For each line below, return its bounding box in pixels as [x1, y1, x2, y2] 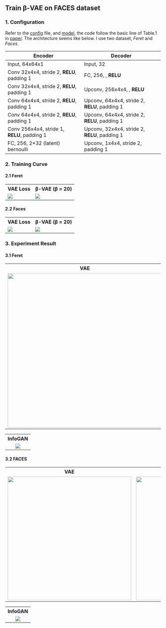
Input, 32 [83, 60, 105, 67]
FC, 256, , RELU [83, 72, 121, 79]
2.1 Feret [5, 173, 23, 179]
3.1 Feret [5, 252, 23, 258]
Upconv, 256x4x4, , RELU [83, 86, 145, 93]
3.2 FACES [5, 456, 27, 461]
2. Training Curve [5, 161, 48, 167]
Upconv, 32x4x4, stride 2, [83, 126, 145, 132]
